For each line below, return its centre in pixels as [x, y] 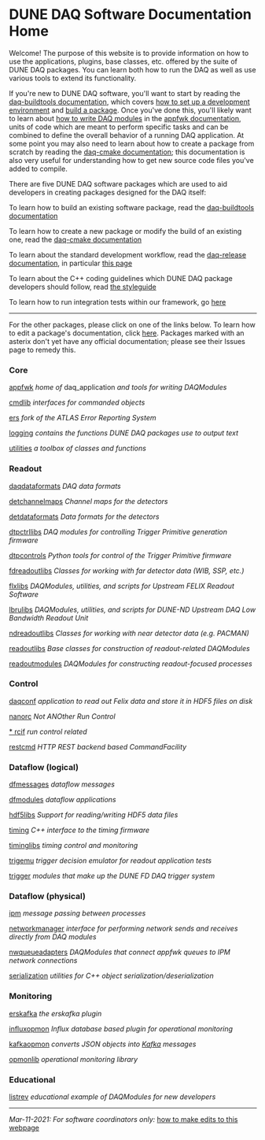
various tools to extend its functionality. [73, 78]
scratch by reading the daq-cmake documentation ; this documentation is [127, 152]
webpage [24, 1128]
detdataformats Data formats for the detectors [84, 516]
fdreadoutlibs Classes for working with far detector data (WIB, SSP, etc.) [127, 570]
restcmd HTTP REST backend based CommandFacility [98, 746]
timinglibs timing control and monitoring [74, 846]
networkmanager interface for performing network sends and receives [123, 929]
